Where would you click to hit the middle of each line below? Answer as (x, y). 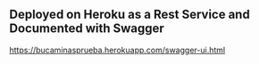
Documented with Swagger (87, 29)
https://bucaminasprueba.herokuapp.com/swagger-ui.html (117, 50)
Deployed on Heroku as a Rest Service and (129, 15)
